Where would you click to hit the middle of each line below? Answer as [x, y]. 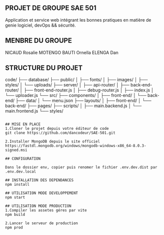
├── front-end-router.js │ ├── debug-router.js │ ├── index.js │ [89, 90]
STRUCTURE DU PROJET [44, 68]
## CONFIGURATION [23, 159]
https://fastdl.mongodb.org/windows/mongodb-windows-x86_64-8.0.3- [76, 146]
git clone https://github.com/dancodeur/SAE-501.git [60, 133]
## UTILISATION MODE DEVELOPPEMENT [42, 193]
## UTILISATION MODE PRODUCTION [38, 206]
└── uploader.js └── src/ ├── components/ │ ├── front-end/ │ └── [76, 95]
